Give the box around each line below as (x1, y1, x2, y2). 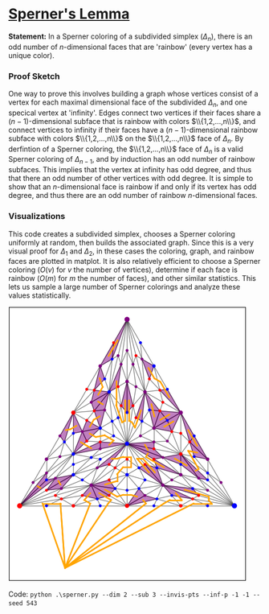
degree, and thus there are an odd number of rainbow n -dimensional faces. (8, 191, 259, 200)
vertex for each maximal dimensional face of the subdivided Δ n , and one (8, 97, 247, 109)
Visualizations (8, 211, 66, 222)
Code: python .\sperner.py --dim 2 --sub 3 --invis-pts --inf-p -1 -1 (8, 589, 251, 600)
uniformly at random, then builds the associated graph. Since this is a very (8, 237, 255, 247)
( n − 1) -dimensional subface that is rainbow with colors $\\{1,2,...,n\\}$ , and (8, 116, 256, 126)
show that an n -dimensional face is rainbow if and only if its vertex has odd (8, 182, 257, 192)
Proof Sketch (8, 70, 60, 81)
